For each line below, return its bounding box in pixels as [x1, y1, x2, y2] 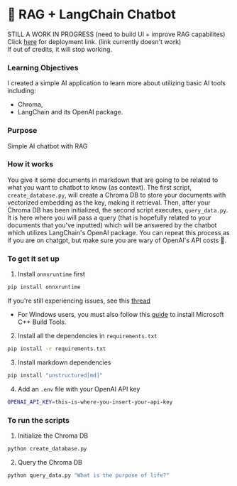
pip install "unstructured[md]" [7, 372, 103, 379]
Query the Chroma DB [17, 458, 83, 466]
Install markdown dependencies [17, 358, 111, 367]
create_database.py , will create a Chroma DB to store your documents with [7, 190, 226, 199]
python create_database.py [7, 445, 87, 452]
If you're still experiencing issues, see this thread [7, 296, 151, 305]
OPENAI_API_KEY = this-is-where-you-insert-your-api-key [7, 398, 173, 406]
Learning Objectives [7, 63, 79, 72]
